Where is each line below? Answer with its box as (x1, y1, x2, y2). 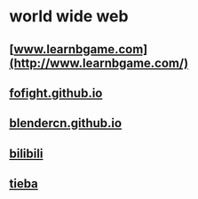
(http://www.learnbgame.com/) (9, 55, 189, 70)
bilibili (9, 146, 44, 161)
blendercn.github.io (9, 115, 123, 131)
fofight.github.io (9, 85, 103, 100)
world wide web (9, 6, 129, 27)
